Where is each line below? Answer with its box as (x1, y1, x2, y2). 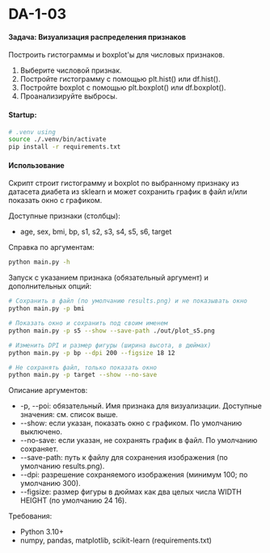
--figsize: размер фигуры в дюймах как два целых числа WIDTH (19, 487, 243, 497)
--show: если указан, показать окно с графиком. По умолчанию (19, 418, 243, 428)
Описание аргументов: (8, 386, 88, 395)
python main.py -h (8, 258, 70, 267)
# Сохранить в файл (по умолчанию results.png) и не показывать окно (8, 297, 248, 306)
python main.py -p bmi (8, 305, 85, 313)
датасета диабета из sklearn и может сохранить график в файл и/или (8, 187, 248, 196)
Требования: (8, 511, 53, 521)
